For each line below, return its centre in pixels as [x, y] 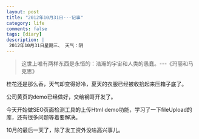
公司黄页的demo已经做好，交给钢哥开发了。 [61, 97]
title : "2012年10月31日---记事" [45, 18]
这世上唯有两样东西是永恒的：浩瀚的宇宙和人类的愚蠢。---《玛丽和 [105, 63]
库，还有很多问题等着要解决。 [43, 117]
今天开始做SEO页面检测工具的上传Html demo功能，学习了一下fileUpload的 [99, 109]
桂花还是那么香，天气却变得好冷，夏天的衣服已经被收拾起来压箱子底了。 [96, 84]
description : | [25, 40]
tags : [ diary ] [24, 34]
